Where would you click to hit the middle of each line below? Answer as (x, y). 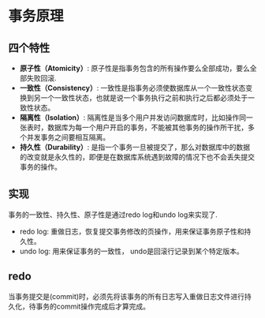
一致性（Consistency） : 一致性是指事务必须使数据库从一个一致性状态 (132, 88)
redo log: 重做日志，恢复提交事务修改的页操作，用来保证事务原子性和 (132, 231)
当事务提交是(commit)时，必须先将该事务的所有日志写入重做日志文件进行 (127, 296)
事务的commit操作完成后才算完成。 (92, 306)
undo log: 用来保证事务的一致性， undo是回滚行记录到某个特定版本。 (132, 251)
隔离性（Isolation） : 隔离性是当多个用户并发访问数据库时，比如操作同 (133, 118)
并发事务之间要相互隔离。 (68, 137)
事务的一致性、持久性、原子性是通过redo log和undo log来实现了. (113, 215)
